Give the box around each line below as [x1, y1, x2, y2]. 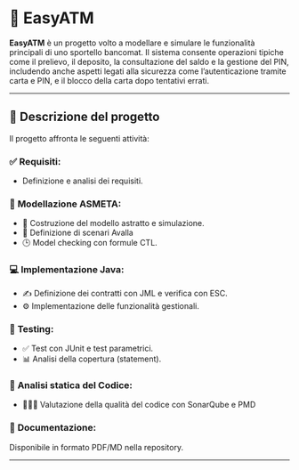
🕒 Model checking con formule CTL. [21, 238, 158, 248]
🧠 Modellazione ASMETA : [9, 198, 122, 210]
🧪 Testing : [9, 322, 54, 335]
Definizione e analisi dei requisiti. [21, 175, 144, 186]
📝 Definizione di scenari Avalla [21, 227, 133, 239]
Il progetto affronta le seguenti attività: [9, 133, 149, 143]
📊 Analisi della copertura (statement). [21, 353, 162, 364]
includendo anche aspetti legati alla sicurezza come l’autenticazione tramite [9, 66, 287, 77]
